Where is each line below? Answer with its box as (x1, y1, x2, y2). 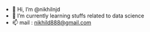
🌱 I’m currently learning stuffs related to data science (11, 12, 145, 19)
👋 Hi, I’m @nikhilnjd (11, 6, 60, 13)
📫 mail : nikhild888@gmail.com (11, 19, 92, 26)
